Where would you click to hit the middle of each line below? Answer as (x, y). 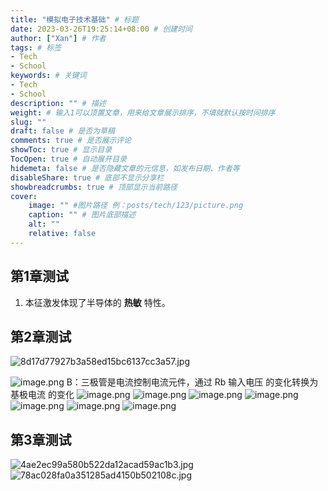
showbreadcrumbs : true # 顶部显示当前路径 (94, 187)
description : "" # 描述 (58, 103)
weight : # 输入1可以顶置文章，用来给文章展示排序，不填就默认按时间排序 (143, 112)
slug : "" (28, 122)
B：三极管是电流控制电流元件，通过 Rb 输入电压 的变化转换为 (192, 382)
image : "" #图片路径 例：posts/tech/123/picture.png (136, 206)
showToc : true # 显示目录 (61, 150)
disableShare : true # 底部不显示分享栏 (87, 177)
